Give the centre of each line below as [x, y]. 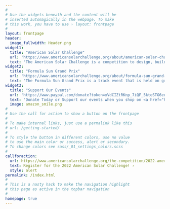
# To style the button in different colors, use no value [68, 137]
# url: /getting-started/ [32, 128]
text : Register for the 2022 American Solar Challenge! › [72, 165]
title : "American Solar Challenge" [47, 52]
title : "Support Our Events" [40, 90]
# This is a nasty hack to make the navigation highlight [68, 185]
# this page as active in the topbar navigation [57, 189]
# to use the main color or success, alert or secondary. [68, 142]
